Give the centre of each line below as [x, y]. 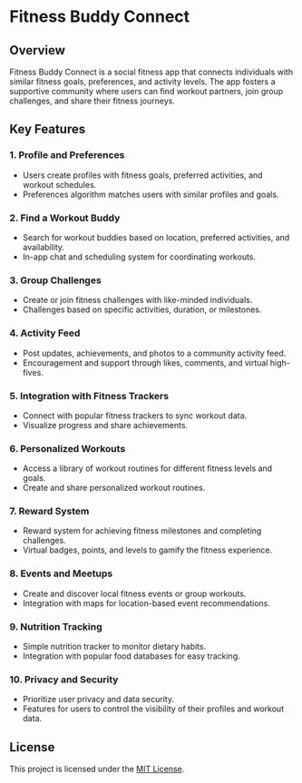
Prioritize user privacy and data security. [98, 700]
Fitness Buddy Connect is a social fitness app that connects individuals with [151, 72]
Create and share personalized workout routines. [114, 488]
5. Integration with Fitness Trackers [89, 396]
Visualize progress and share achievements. [105, 425]
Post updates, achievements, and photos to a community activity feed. [154, 353]
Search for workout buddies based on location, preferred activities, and [156, 237]
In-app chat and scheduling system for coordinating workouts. [139, 257]
